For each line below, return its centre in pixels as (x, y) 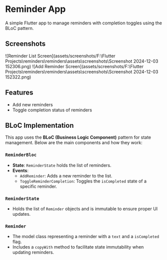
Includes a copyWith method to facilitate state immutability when (78, 247)
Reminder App (35, 9)
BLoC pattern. (19, 28)
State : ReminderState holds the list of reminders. (62, 165)
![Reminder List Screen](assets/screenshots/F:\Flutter (60, 56)
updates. (21, 214)
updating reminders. (33, 253)
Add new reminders (33, 104)
